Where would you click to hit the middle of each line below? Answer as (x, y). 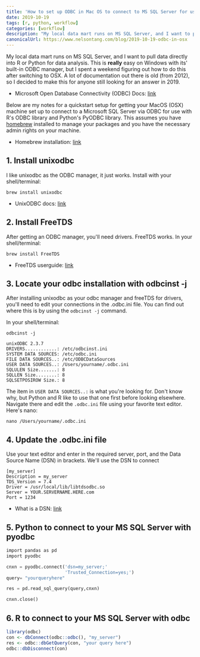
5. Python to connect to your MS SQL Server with (99, 527)
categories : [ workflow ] (36, 28)
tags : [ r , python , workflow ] (42, 23)
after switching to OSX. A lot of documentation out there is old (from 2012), (98, 76)
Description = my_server (37, 477)
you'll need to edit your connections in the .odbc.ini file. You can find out (95, 305)
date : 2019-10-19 (28, 17)
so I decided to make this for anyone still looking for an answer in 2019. (93, 82)
